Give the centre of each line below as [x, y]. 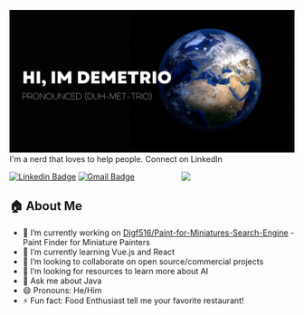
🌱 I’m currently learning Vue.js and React [98, 252]
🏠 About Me [46, 206]
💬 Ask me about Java [62, 281]
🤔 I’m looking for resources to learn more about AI [115, 271]
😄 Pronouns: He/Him [62, 290]
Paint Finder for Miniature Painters [86, 242]
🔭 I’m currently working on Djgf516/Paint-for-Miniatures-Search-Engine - [158, 233]
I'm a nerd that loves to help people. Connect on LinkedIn [116, 159]
